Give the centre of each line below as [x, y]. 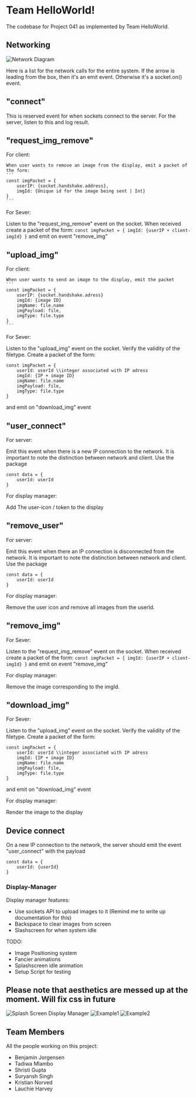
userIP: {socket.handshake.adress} [60, 295]
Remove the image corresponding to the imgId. [63, 687]
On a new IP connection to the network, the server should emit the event [94, 845]
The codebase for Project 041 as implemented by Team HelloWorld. [87, 26]
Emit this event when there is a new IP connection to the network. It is [90, 451]
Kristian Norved [33, 1083]
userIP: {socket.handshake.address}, [63, 186]
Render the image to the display [45, 812]
